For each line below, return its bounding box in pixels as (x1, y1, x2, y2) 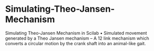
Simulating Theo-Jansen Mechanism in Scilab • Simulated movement (5, 30, 147, 36)
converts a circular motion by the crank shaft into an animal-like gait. (5, 40, 146, 46)
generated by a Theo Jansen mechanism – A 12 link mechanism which (5, 35, 150, 41)
